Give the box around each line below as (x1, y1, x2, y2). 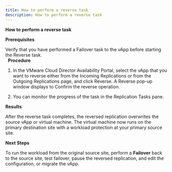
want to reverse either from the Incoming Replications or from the (12, 72, 151, 79)
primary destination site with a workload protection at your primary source (5, 124, 163, 130)
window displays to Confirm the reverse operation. (12, 83, 120, 90)
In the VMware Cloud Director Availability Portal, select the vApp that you (12, 67, 167, 73)
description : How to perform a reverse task (5, 12, 102, 17)
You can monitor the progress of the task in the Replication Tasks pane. (12, 93, 164, 100)
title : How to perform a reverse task (5, 7, 88, 13)
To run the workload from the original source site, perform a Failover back (5, 149, 163, 156)
